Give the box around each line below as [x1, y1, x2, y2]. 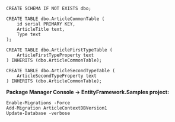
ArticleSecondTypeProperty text [17, 73, 97, 79]
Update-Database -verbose [6, 110, 70, 116]
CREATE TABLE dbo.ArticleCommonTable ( [6, 16, 105, 22]
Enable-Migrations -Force [6, 100, 70, 106]
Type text [17, 31, 42, 37]
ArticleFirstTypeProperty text [17, 52, 94, 58]
